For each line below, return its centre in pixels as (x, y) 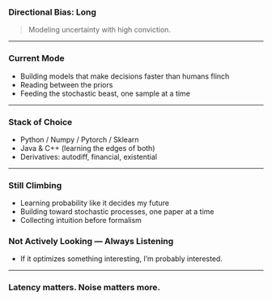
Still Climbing (35, 185)
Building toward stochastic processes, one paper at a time (117, 212)
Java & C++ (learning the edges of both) (87, 148)
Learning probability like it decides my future (95, 203)
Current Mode (36, 58)
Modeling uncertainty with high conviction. (100, 30)
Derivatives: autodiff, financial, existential (89, 156)
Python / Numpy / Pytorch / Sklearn (79, 139)
